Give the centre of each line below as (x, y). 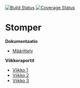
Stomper (23, 28)
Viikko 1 (20, 70)
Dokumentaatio (22, 41)
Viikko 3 (21, 80)
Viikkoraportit (20, 60)
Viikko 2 (21, 75)
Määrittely (23, 51)
